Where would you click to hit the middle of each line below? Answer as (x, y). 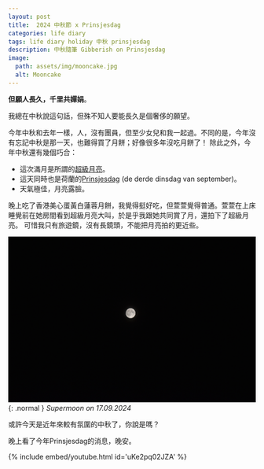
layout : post (29, 17)
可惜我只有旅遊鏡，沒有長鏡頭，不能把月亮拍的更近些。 (113, 225)
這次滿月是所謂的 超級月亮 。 (64, 168)
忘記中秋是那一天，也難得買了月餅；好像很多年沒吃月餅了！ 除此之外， (129, 142)
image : (19, 58)
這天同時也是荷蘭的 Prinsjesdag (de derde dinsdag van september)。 (130, 179)
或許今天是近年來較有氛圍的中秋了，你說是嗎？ (84, 424)
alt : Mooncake (38, 75)
